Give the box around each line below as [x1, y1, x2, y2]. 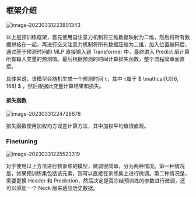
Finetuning [6, 137, 38, 145]
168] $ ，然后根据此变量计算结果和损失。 [6, 82, 104, 89]
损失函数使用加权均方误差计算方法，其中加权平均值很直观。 [6, 122, 149, 130]
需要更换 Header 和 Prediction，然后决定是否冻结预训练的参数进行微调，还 [6, 177, 185, 184]
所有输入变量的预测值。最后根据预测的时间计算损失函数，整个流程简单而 [6, 55, 180, 63]
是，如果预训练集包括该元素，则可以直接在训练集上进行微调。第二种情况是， [6, 170, 190, 177]
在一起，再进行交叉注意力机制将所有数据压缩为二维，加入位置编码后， [21, 40, 190, 48]
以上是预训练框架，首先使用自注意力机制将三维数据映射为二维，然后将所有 [6, 33, 185, 40]
